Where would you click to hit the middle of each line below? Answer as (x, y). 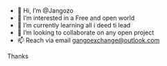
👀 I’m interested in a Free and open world (76, 18)
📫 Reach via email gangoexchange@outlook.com (88, 40)
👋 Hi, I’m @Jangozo (45, 11)
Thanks (18, 56)
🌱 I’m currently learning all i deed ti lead (74, 25)
